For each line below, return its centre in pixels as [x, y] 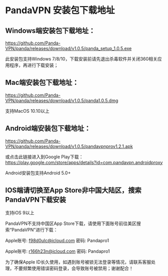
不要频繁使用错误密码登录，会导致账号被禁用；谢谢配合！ [74, 268]
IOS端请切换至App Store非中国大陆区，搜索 [73, 190]
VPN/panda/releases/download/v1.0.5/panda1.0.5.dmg [62, 100]
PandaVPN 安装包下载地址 [60, 10]
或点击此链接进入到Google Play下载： [44, 157]
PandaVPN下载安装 [36, 200]
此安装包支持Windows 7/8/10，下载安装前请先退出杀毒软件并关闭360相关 [81, 59]
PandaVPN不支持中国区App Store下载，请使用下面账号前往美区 [71, 223]
